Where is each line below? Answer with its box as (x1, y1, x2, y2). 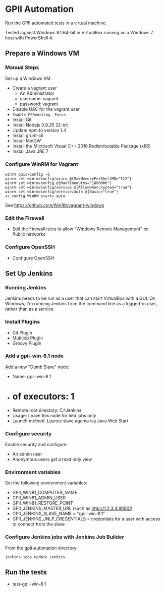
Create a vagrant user (12, 85, 57, 91)
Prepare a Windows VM (5, 49, 79, 58)
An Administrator (19, 90, 55, 96)
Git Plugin (12, 329, 33, 335)
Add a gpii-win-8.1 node (5, 352, 64, 359)
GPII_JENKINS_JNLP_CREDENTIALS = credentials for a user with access (12, 516, 160, 522)
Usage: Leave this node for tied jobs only (12, 412, 97, 418)
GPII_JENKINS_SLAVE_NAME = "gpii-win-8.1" (12, 511, 105, 517)
